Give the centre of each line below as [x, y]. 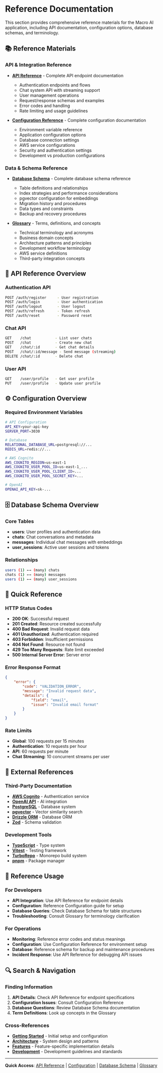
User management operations [49, 95]
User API [16, 369]
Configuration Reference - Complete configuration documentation [79, 120]
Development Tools [28, 835]
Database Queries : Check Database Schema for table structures [77, 911]
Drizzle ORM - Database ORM [42, 817]
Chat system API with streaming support [60, 90]
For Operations [23, 928]
